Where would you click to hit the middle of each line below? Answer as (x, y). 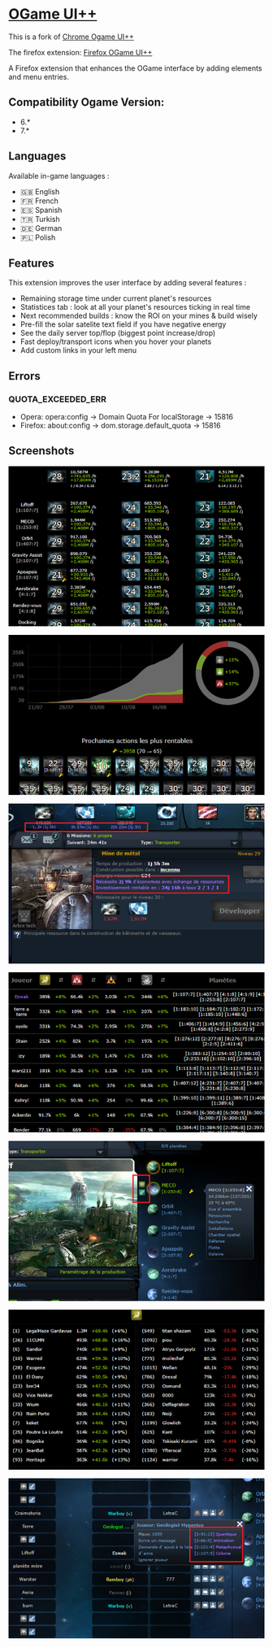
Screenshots (41, 451)
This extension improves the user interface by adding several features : (128, 283)
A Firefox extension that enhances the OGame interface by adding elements (135, 68)
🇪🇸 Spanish (41, 210)
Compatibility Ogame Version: (87, 102)
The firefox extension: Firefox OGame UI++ (80, 52)
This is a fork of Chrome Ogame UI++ (71, 37)
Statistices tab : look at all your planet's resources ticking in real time (135, 307)
